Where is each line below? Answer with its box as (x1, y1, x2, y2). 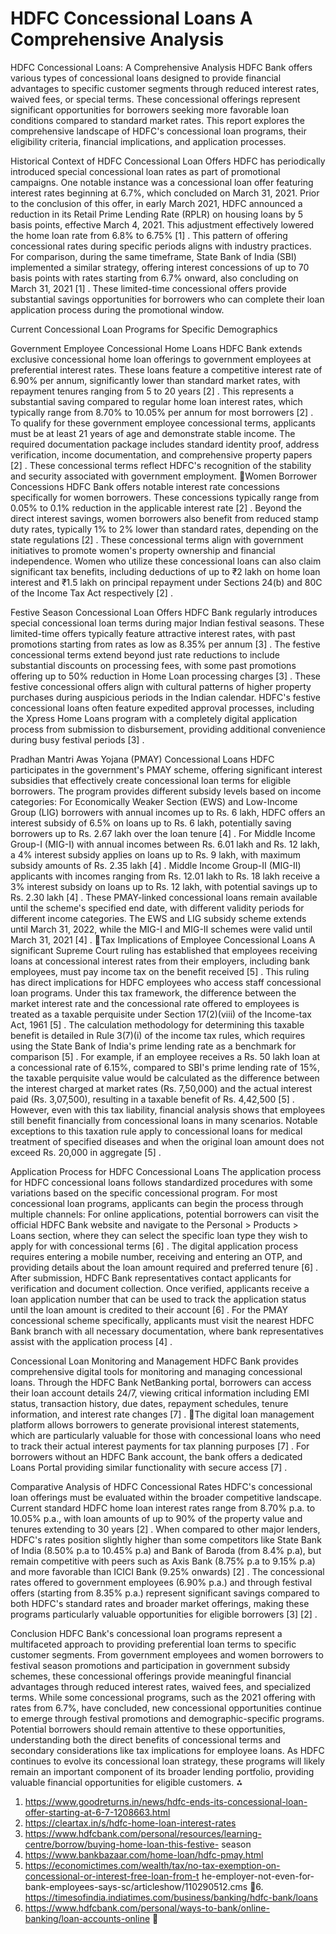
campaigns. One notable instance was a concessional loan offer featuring (10, 176, 314, 188)
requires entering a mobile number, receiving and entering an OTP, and (10, 1250, 303, 1262)
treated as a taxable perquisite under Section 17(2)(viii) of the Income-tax (10, 1008, 312, 1020)
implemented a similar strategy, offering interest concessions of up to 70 (10, 261, 310, 273)
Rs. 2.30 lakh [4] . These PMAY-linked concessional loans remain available (10, 891, 318, 903)
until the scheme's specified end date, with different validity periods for (10, 902, 305, 914)
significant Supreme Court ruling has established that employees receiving (10, 944, 318, 956)
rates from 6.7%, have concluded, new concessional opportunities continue (10, 1702, 322, 1714)
